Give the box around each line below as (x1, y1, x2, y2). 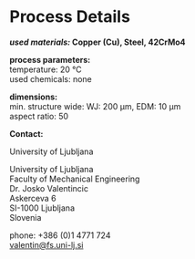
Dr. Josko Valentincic (9, 182, 89, 193)
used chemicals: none (9, 73, 93, 84)
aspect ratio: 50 (9, 110, 69, 121)
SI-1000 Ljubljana (9, 202, 76, 213)
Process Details (9, 6, 130, 27)
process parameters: (9, 54, 91, 65)
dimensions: (9, 91, 57, 102)
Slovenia (9, 212, 42, 223)
